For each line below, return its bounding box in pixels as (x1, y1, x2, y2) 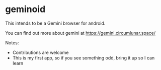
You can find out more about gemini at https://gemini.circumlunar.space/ (5, 30, 156, 36)
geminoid (5, 4, 46, 15)
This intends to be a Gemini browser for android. (5, 20, 106, 26)
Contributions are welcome (12, 49, 69, 55)
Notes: (5, 39, 19, 46)
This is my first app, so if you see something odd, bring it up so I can (12, 54, 155, 61)
